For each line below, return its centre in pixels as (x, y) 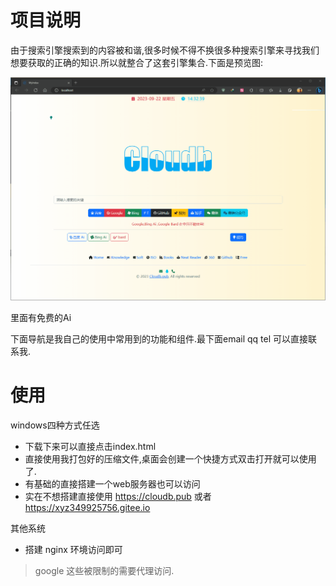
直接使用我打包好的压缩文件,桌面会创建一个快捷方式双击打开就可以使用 (170, 458)
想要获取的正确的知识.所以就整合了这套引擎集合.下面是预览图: (137, 62)
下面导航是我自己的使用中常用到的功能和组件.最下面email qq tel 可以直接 (159, 338)
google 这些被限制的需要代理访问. (104, 570)
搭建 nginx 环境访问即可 (73, 549)
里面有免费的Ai (41, 317)
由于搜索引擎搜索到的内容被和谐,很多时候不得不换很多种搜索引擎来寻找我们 (165, 50)
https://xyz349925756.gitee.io (87, 507)
